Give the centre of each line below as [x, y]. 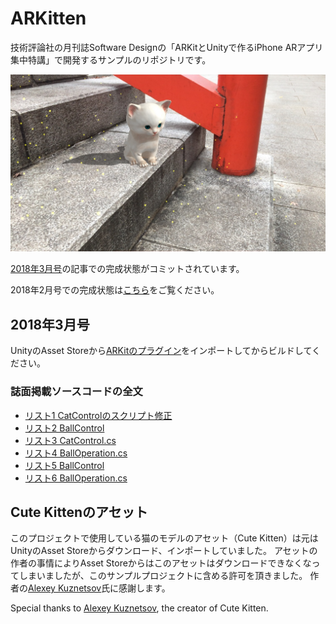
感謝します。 [144, 588]
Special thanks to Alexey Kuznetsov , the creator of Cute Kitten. [139, 608]
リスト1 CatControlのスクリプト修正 [98, 415]
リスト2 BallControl [64, 428]
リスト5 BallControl [64, 465]
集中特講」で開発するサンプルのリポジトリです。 [111, 59]
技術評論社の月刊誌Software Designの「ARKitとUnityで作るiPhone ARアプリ [167, 47]
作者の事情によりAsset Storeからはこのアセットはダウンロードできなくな [161, 563]
